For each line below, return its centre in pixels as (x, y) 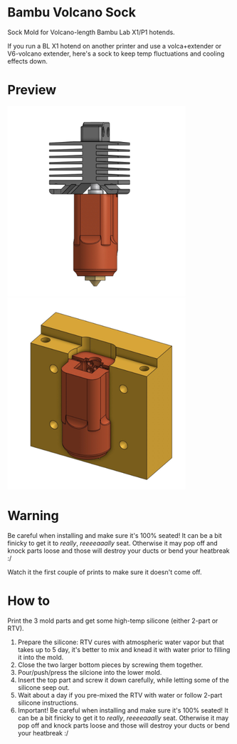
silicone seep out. (43, 687)
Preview (32, 90)
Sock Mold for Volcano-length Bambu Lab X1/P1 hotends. (91, 32)
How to (29, 601)
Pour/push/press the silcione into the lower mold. (90, 672)
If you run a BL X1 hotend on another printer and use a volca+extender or (115, 46)
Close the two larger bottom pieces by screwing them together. (110, 665)
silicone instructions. (48, 703)
